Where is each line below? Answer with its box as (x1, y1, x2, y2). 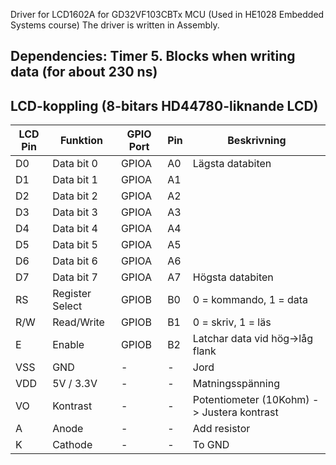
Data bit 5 (52, 238, 98, 252)
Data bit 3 (52, 205, 98, 219)
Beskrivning (227, 134, 287, 148)
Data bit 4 (52, 222, 98, 236)
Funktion (59, 134, 104, 148)
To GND (192, 438, 230, 452)
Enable (52, 338, 85, 352)
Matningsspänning (192, 377, 280, 391)
